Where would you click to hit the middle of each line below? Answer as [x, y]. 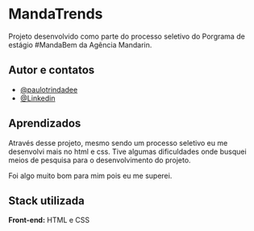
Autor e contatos [52, 70]
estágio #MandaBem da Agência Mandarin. [80, 44]
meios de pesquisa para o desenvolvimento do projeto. [100, 160]
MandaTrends [56, 14]
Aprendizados [45, 124]
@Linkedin [37, 98]
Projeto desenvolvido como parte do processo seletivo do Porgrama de [127, 36]
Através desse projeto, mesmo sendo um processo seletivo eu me [118, 142]
